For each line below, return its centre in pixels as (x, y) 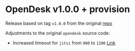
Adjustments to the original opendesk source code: (58, 33)
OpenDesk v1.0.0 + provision (68, 9)
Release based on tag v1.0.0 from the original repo (59, 23)
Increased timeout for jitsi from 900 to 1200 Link (64, 43)
